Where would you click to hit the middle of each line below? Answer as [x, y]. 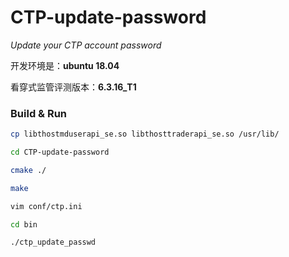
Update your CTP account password [86, 45]
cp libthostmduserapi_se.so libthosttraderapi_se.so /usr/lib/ [145, 134]
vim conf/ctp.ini [46, 206]
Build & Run [39, 113]
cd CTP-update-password [60, 152]
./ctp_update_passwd [53, 242]
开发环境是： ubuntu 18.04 [65, 65]
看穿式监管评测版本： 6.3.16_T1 [73, 87]
